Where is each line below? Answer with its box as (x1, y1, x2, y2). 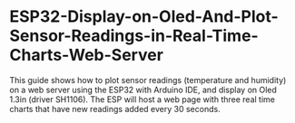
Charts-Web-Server (9, 45, 163, 65)
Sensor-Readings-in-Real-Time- (9, 25, 259, 46)
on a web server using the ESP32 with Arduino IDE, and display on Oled (9, 84, 277, 95)
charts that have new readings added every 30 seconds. (9, 103, 221, 114)
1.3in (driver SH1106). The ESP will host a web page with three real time (9, 93, 275, 105)
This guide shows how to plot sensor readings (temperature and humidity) (9, 74, 287, 85)
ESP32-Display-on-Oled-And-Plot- (9, 6, 279, 27)
